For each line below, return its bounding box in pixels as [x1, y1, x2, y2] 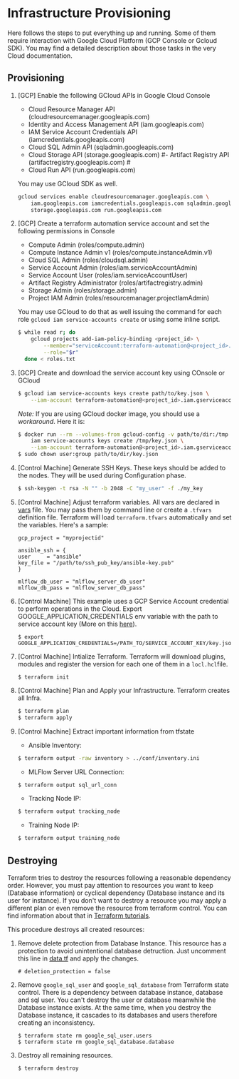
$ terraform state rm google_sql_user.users [17, 1032, 152, 1039]
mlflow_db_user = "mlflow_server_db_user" [17, 578, 146, 585]
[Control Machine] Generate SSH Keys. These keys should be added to [17, 464, 226, 472]
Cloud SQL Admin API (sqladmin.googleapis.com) [28, 143, 174, 151]
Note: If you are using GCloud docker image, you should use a [17, 409, 201, 418]
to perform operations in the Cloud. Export [17, 604, 142, 613]
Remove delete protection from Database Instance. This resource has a [17, 938, 227, 947]
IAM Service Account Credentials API [28, 127, 138, 136]
